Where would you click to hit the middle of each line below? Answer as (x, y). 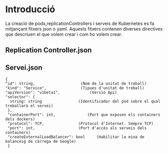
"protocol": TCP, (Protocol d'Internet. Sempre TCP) (80, 124)
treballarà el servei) (29, 106)
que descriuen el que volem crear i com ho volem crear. (64, 34)
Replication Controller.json (49, 50)
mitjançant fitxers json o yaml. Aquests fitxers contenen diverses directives (84, 28)
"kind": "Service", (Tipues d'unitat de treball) (75, 88)
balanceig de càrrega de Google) (41, 142)
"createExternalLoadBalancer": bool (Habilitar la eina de (76, 137)
